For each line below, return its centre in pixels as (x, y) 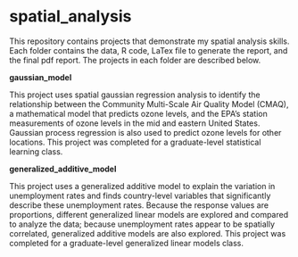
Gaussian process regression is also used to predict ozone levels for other (145, 132)
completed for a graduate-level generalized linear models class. (126, 243)
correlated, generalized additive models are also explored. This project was (148, 233)
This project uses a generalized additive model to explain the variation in (142, 186)
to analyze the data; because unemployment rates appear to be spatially (142, 224)
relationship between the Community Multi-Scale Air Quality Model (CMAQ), (149, 104)
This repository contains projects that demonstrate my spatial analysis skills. (149, 41)
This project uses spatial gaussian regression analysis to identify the (135, 95)
